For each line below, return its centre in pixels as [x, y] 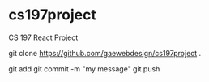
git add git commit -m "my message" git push [84, 69]
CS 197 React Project [43, 37]
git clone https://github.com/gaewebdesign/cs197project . [105, 53]
